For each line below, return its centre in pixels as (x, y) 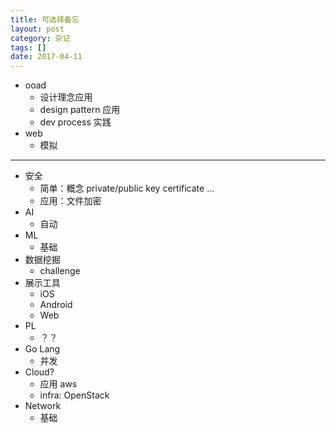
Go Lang (42, 349)
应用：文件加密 (70, 201)
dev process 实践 (75, 122)
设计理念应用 (66, 97)
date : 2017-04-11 (46, 57)
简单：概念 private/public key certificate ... (127, 188)
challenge (60, 271)
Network (43, 406)
